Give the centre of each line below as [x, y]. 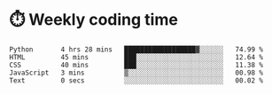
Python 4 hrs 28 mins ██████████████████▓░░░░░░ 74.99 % [136, 49]
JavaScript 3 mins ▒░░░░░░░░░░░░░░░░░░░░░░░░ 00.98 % [136, 73]
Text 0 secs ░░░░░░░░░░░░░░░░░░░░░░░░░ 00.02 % [136, 80]
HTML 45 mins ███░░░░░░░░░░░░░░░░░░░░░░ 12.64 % [136, 57]
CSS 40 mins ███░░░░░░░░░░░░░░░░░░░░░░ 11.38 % [136, 65]
